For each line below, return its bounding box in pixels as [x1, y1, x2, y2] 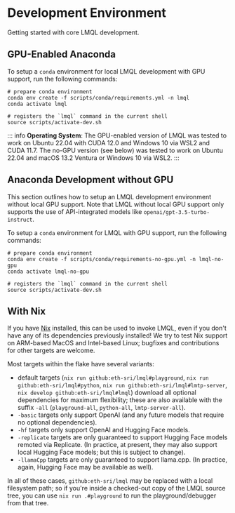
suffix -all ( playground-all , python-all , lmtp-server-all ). [17, 404, 186, 412]
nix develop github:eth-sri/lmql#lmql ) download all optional [17, 388, 196, 397]
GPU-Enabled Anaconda [7, 48, 116, 60]
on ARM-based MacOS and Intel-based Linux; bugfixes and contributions [7, 339, 220, 347]
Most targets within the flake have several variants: [7, 360, 154, 368]
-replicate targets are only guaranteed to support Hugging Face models [17, 433, 228, 441]
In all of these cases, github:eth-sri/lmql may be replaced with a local [7, 477, 213, 485]
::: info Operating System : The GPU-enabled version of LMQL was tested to [7, 131, 227, 140]
